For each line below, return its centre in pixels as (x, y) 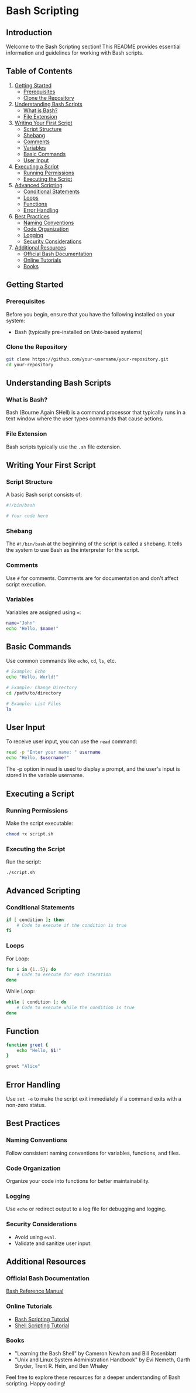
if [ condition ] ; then (35, 920)
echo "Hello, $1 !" (39, 1050)
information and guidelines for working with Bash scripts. (75, 53)
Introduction (29, 33)
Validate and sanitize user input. (53, 1243)
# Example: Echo (26, 672)
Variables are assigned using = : (44, 612)
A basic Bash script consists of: (44, 495)
